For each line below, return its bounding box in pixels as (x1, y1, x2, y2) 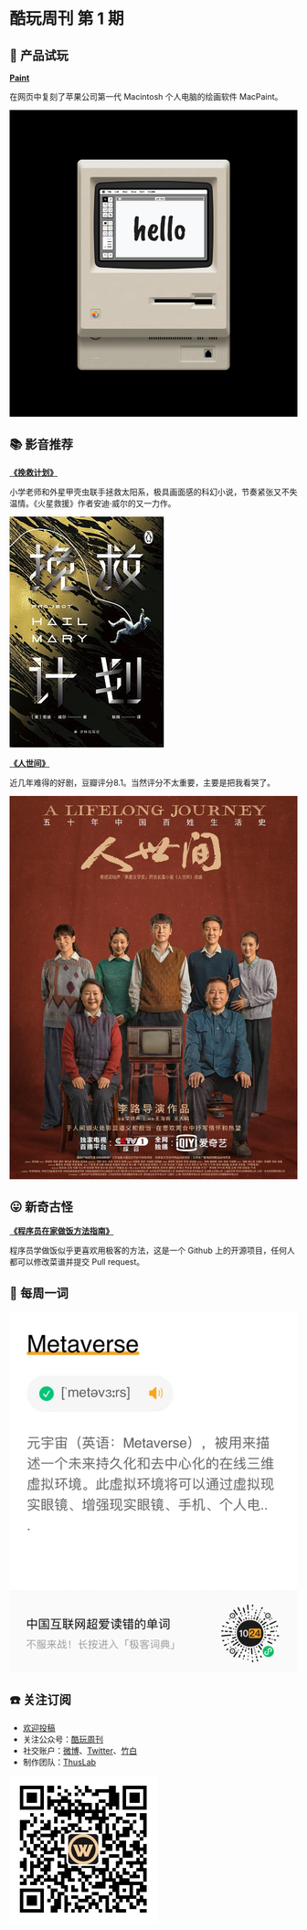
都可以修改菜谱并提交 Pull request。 (9, 1256, 145, 1267)
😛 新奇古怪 (9, 1199, 73, 1215)
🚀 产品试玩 (9, 48, 69, 63)
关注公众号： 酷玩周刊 (22, 1734, 103, 1744)
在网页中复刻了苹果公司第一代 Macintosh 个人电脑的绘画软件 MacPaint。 (9, 91, 283, 101)
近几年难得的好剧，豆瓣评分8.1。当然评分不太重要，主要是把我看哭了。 (9, 777, 276, 788)
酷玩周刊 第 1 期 (9, 8, 124, 29)
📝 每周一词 (9, 1286, 69, 1301)
